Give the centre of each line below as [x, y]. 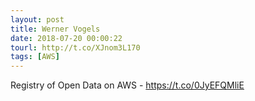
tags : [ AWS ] [35, 57]
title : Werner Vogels [55, 29]
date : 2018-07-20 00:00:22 [66, 38]
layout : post [37, 19]
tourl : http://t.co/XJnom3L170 [75, 47]
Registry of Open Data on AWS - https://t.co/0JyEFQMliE [127, 85]
